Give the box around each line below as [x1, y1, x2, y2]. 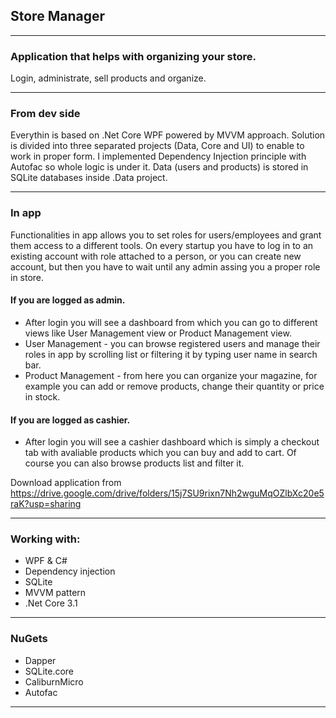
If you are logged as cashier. [10, 414, 131, 426]
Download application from [10, 477, 122, 489]
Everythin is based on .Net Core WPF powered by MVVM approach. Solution [10, 129, 326, 141]
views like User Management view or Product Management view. [24, 327, 292, 339]
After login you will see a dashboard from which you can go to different [24, 316, 318, 328]
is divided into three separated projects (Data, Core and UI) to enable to [10, 140, 305, 152]
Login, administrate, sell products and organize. [10, 72, 207, 84]
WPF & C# [24, 555, 68, 567]
